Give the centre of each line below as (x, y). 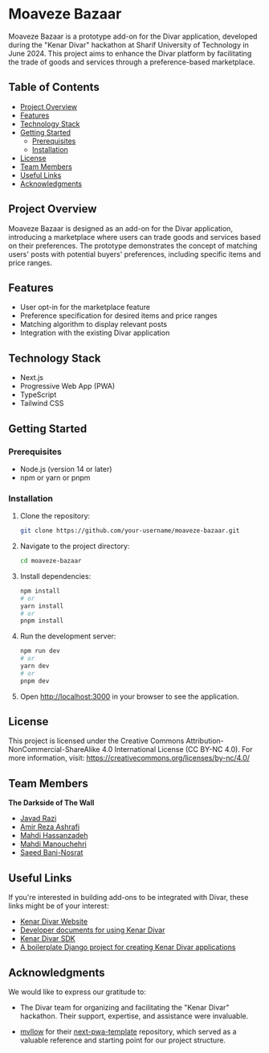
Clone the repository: (55, 516)
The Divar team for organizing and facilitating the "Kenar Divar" (124, 1007)
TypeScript (38, 394)
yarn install (42, 606)
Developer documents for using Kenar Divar (92, 930)
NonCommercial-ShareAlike (54, 749)
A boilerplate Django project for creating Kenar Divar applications (128, 948)
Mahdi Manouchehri (53, 844)
